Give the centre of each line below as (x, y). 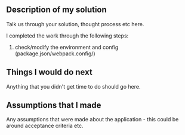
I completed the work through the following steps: (67, 36)
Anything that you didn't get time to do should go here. (73, 86)
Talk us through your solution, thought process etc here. (75, 24)
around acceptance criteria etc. (45, 126)
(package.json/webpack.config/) (55, 54)
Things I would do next (49, 72)
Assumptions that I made (54, 106)
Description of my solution (57, 10)
